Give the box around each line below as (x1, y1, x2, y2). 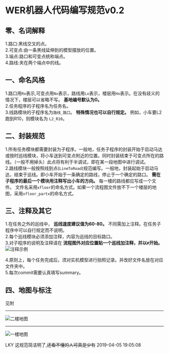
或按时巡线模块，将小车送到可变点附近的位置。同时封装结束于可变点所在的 (5, 152, 159, 158)
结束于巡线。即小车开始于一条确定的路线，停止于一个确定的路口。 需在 (14, 171, 161, 178)
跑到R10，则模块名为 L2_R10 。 (5, 115, 67, 121)
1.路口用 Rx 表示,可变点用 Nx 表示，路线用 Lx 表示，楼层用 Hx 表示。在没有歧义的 (5, 90, 160, 96)
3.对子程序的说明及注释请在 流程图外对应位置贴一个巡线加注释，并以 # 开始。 (5, 240, 162, 246)
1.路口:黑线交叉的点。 (5, 41, 49, 47)
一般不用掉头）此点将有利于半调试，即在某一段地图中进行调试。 (16, 159, 148, 165)
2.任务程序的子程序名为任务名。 (5, 103, 71, 109)
